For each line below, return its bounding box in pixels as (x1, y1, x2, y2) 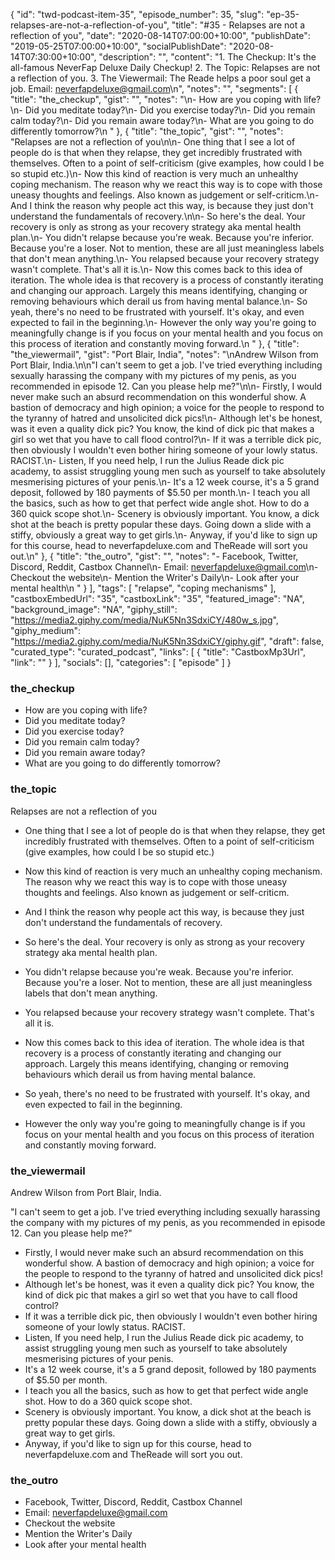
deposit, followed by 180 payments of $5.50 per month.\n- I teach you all (10, 487, 311, 498)
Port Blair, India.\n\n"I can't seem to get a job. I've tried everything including (10, 359, 323, 371)
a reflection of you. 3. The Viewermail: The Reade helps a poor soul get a (10, 72, 312, 84)
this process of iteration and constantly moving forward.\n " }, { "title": (10, 338, 300, 349)
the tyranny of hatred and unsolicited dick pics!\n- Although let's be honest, (10, 412, 323, 424)
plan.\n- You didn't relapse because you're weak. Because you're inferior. (10, 232, 314, 243)
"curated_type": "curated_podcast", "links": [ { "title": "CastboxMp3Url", (10, 646, 307, 658)
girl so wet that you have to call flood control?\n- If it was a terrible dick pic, (10, 434, 322, 445)
